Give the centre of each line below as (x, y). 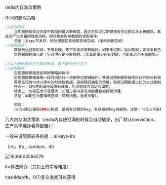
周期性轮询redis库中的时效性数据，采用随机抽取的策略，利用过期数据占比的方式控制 (88, 82)
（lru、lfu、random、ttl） (31, 147)
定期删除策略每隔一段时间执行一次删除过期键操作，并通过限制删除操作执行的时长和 (86, 77)
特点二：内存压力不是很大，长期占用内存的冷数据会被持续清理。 (69, 91)
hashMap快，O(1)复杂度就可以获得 (40, 177)
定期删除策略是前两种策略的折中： (43, 73)
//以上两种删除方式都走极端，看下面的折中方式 (46, 64)
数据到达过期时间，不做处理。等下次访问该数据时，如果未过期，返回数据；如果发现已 (88, 50)
